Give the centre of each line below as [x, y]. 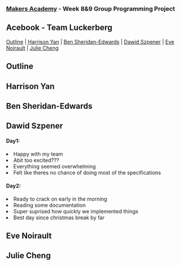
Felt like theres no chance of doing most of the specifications [87, 172]
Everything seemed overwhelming [55, 166]
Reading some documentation [50, 205]
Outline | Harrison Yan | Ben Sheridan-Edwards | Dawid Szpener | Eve [90, 42]
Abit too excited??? [37, 160]
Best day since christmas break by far [59, 217]
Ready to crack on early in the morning [60, 199]
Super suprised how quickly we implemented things [76, 211]
